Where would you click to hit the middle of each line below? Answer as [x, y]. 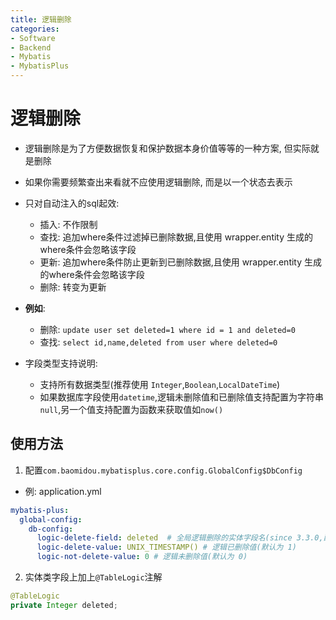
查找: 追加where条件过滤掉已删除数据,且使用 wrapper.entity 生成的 [176, 237]
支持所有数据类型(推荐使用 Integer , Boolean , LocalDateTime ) [160, 384]
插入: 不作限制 [68, 224]
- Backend [31, 47]
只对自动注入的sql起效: [72, 203]
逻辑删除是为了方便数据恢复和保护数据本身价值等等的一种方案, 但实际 [167, 148]
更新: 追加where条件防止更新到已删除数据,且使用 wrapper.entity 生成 [181, 262]
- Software [33, 38]
